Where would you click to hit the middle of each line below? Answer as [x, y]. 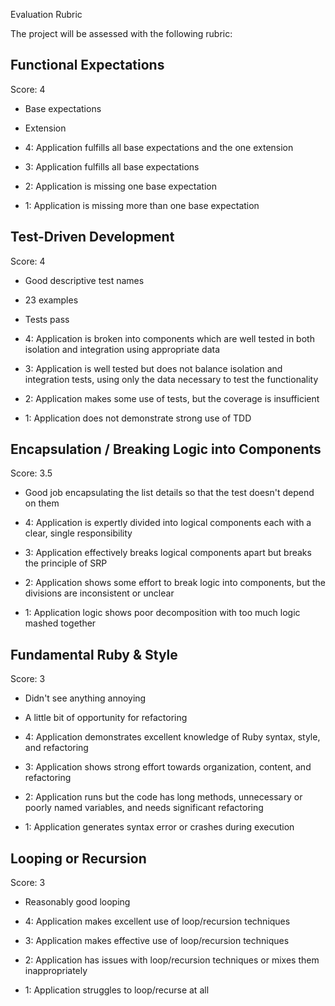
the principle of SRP [66, 563]
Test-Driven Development [92, 237]
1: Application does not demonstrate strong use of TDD [138, 418]
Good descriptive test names [84, 280]
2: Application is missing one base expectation [120, 186]
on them [42, 503]
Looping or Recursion [78, 858]
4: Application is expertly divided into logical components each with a [168, 523]
